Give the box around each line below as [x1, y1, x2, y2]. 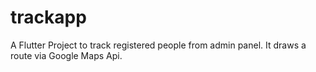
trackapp [10, 6, 87, 29]
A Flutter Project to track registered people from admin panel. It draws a [10, 39, 307, 51]
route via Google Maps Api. [10, 49, 123, 61]
